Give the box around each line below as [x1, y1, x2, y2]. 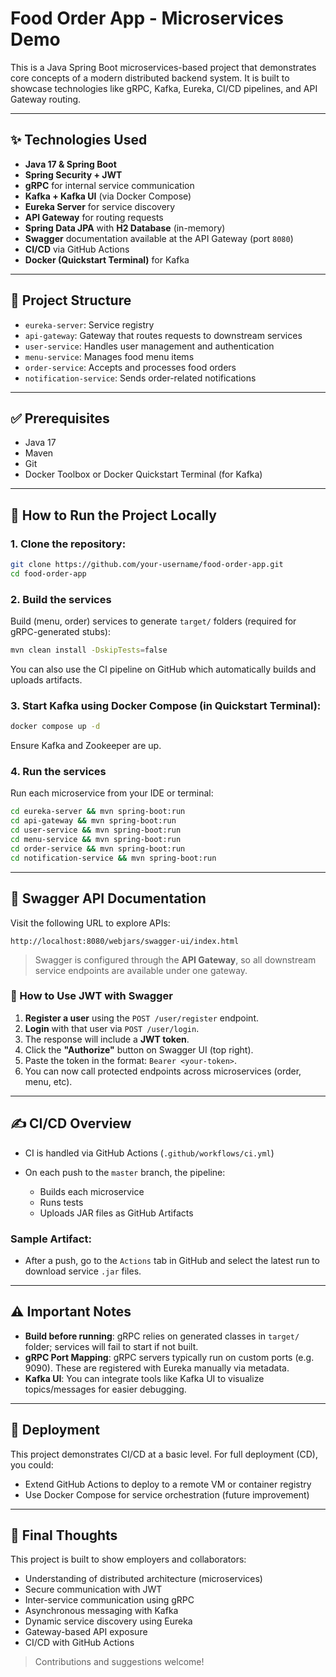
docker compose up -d [10, 722, 101, 732]
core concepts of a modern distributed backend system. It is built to [10, 72, 290, 84]
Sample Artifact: [10, 1232, 92, 1246]
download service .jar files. [24, 1265, 142, 1277]
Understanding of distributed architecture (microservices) [24, 1573, 263, 1585]
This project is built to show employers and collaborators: [10, 1553, 247, 1566]
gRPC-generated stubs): [10, 626, 111, 638]
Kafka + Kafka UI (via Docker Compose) [24, 190, 192, 202]
